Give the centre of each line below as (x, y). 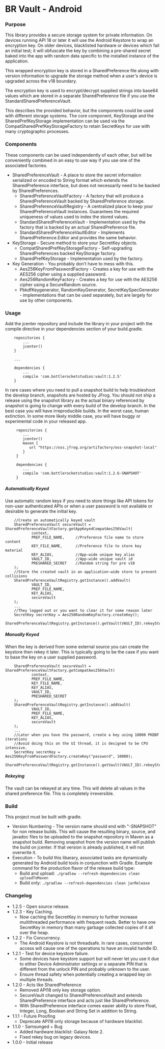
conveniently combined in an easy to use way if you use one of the (73, 160)
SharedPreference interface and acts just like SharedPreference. (85, 1000)
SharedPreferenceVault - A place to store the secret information (77, 175)
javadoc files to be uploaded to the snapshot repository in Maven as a (83, 837)
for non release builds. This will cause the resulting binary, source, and (84, 832)
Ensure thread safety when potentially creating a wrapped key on (85, 974)
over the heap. (34, 933)
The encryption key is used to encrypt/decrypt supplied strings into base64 (82, 91)
